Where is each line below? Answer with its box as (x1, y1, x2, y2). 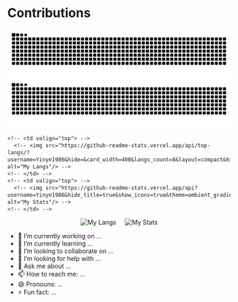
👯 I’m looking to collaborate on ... (17, 247, 114, 255)
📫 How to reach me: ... (17, 270, 86, 279)
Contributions (7, 5, 91, 21)
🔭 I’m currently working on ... (17, 232, 102, 240)
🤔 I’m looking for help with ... (17, 255, 101, 263)
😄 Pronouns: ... (17, 280, 64, 289)
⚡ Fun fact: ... (17, 288, 57, 296)
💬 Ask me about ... (17, 262, 72, 270)
